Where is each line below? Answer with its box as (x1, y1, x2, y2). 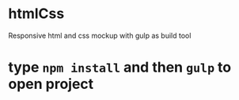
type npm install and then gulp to (8, 58, 232, 76)
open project (8, 76, 94, 93)
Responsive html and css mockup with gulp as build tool (8, 31, 192, 40)
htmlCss (8, 5, 65, 23)
